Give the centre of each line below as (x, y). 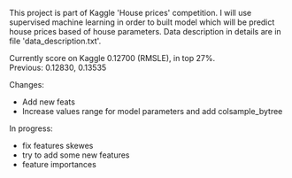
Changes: (27, 85)
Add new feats (48, 102)
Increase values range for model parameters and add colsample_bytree (152, 111)
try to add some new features (76, 155)
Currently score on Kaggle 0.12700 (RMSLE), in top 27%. (112, 58)
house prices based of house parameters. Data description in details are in (145, 31)
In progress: (31, 128)
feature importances (59, 164)
